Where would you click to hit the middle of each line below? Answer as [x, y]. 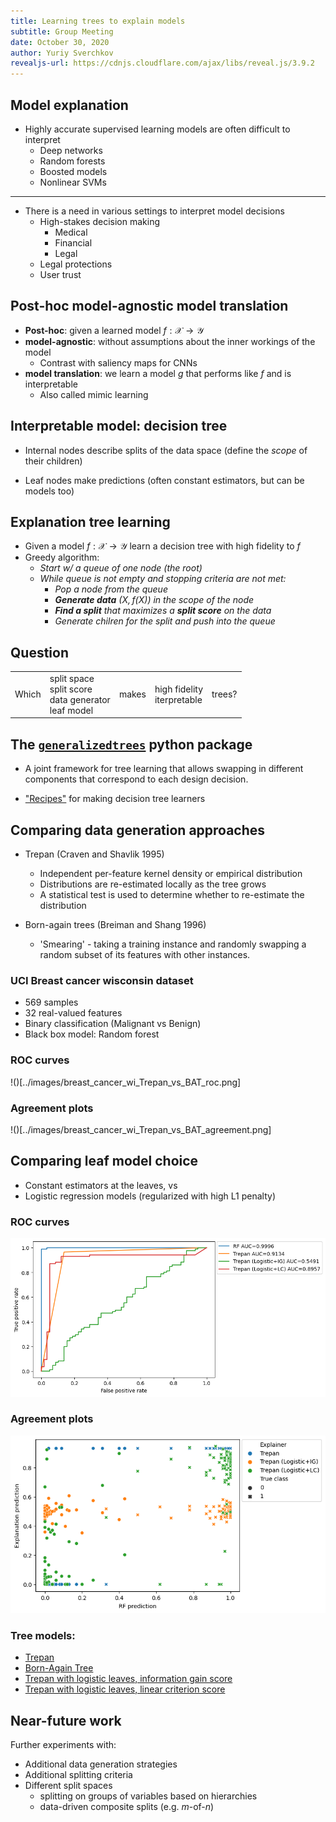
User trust [60, 274]
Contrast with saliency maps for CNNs [118, 362]
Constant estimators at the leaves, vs [101, 1185]
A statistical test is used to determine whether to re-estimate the [172, 895]
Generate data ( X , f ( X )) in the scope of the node [154, 600]
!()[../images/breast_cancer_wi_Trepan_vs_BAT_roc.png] [126, 1082]
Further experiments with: [63, 1745]
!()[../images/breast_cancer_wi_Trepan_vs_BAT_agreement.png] [141, 1129]
